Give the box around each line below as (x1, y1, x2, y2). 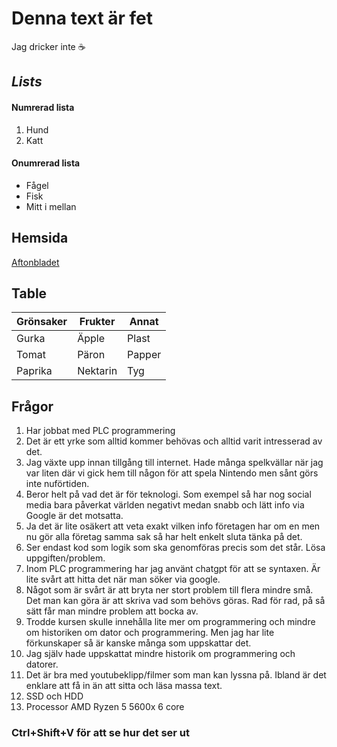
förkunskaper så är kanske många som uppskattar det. (25, 637, 252, 649)
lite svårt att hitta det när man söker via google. (25, 573, 221, 586)
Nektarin (77, 364, 118, 378)
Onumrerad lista (11, 157, 81, 169)
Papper (127, 348, 162, 362)
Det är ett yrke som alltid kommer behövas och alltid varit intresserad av (25, 435, 323, 447)
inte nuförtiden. (25, 478, 90, 490)
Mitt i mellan (25, 200, 77, 212)
